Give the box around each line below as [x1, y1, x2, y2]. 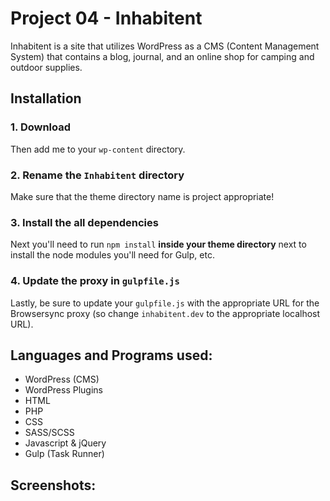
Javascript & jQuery [24, 437, 107, 449]
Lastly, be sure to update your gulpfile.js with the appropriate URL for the [10, 297, 320, 309]
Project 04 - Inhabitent [10, 7, 203, 30]
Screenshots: [10, 477, 97, 494]
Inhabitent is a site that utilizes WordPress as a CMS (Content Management [10, 40, 320, 52]
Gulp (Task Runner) [24, 448, 105, 460]
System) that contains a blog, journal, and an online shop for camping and [10, 50, 315, 62]
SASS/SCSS [24, 427, 75, 439]
